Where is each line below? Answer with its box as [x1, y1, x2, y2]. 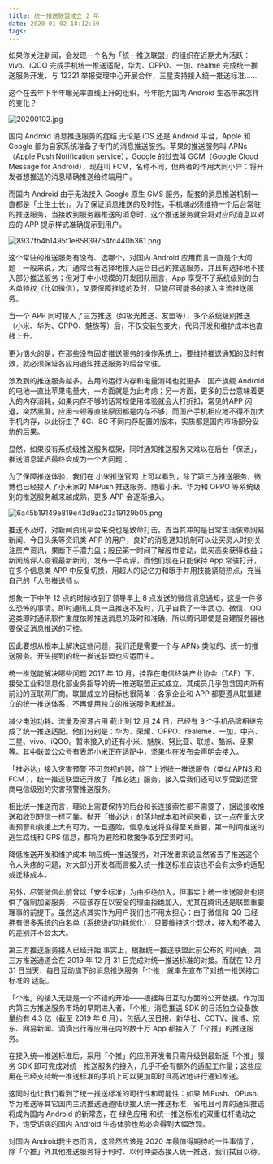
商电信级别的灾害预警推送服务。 [8, 785, 115, 794]
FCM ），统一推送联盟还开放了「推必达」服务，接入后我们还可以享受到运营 [8, 774, 258, 784]
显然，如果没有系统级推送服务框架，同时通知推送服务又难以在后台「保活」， [8, 444, 262, 454]
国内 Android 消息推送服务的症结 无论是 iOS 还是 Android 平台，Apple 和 [8, 131, 251, 141]
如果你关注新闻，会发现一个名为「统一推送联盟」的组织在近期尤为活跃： [8, 50, 250, 60]
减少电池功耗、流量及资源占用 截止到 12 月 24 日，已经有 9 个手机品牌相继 [8, 716, 257, 726]
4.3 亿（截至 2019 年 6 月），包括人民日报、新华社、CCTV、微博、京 [31, 1013, 261, 1023]
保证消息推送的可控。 [15, 624, 87, 633]
